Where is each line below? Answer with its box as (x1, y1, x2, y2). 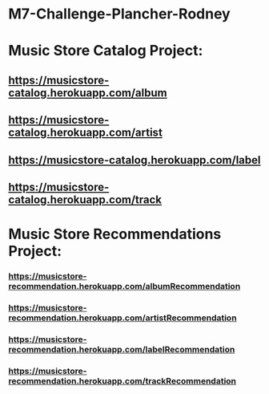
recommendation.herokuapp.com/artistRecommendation (8, 312, 238, 323)
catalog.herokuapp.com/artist (8, 126, 163, 140)
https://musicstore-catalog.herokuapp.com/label (8, 153, 261, 167)
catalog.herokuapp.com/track (8, 193, 163, 206)
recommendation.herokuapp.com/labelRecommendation (8, 343, 235, 355)
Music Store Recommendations (8, 225, 222, 243)
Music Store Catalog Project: (8, 42, 203, 60)
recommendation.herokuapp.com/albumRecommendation (8, 281, 241, 292)
